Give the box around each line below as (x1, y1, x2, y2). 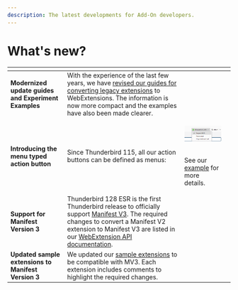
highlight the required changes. (67, 272, 158, 281)
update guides (10, 86, 55, 95)
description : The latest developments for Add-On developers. (7, 11, 195, 18)
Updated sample (10, 249, 60, 259)
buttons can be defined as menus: (67, 156, 166, 164)
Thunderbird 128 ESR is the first (67, 195, 161, 203)
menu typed (10, 151, 47, 160)
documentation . (67, 240, 113, 249)
